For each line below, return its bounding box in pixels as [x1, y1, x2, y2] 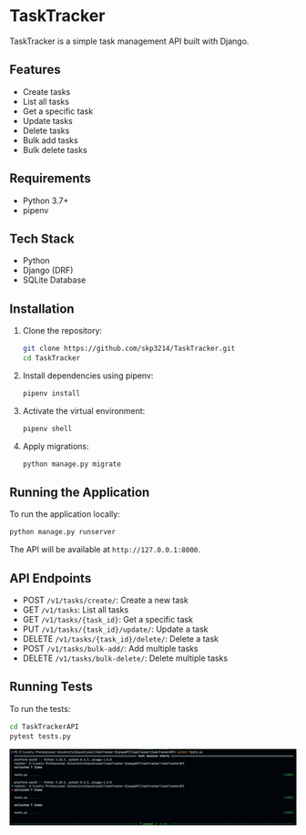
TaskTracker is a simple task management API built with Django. [9, 36, 250, 46]
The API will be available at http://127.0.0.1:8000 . [9, 544, 200, 555]
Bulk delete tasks [22, 144, 88, 155]
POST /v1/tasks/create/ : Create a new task [22, 594, 189, 606]
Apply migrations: [22, 440, 89, 451]
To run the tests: [9, 703, 71, 714]
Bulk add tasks [22, 134, 79, 146]
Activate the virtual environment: [22, 405, 146, 416]
